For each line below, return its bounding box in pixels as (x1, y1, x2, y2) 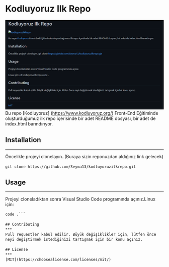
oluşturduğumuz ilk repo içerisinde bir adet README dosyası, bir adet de (5, 115, 156, 121)
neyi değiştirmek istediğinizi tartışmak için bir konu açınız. (5, 237, 143, 242)
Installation (5, 136, 41, 144)
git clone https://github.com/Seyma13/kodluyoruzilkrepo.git (5, 164, 136, 169)
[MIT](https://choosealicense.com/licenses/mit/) (5, 257, 112, 262)
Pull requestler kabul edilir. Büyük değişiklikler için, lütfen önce (5, 232, 156, 237)
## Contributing (5, 222, 39, 227)
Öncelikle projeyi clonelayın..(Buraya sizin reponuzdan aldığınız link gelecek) (5, 154, 163, 160)
